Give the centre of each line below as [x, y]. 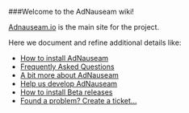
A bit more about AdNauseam [69, 75]
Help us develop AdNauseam [69, 84]
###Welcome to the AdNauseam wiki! [71, 12]
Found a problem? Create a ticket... [78, 101]
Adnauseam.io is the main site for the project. [84, 27]
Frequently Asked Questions [67, 67]
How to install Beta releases [66, 92]
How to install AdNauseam [64, 58]
